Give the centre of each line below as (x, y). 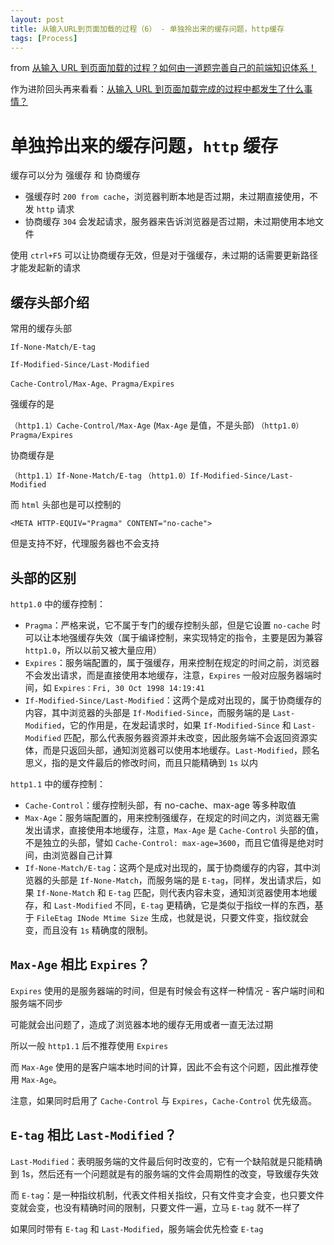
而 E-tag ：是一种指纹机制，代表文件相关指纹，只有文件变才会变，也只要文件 (167, 1195)
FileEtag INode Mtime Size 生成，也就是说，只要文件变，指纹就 (168, 917)
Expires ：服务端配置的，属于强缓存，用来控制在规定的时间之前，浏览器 (172, 662)
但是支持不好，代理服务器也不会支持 (85, 543)
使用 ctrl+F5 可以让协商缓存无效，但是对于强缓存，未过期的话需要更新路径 (164, 255)
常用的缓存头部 (41, 328)
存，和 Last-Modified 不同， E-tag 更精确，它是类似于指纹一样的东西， (169, 905)
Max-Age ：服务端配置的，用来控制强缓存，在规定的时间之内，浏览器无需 (172, 817)
